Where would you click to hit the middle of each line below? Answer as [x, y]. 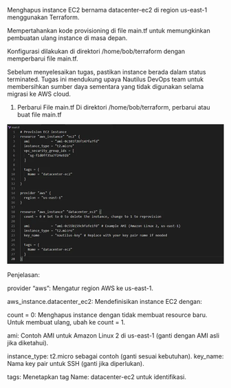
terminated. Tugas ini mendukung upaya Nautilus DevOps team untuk [106, 79]
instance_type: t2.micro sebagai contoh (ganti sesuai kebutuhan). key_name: [115, 356]
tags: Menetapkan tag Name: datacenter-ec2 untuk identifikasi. [97, 377]
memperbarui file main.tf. [43, 59]
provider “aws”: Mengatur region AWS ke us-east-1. [80, 288]
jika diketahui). [28, 343]
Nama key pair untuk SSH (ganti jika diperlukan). [76, 363]
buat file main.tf [39, 114]
